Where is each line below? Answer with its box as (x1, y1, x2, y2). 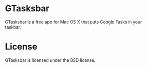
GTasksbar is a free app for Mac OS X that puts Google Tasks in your (5, 19, 142, 25)
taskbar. (5, 24, 21, 30)
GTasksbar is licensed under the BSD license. (5, 57, 96, 63)
